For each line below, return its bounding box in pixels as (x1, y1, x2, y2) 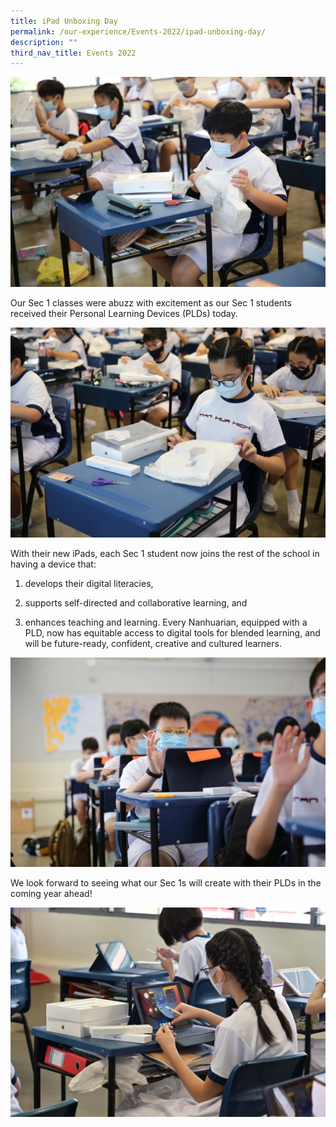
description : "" (10, 37, 78, 47)
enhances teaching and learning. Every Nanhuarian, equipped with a (24, 616, 308, 628)
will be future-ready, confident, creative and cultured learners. (24, 637, 282, 649)
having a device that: (10, 558, 97, 570)
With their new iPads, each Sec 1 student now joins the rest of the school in (10, 547, 320, 559)
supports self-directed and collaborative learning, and (24, 596, 248, 609)
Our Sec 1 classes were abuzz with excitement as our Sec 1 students (10, 296, 292, 309)
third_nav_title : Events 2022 (10, 48, 137, 58)
